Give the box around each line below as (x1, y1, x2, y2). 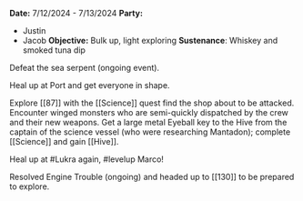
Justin (22, 25, 46, 35)
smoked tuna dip (22, 45, 86, 55)
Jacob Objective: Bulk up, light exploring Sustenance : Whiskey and (22, 35, 278, 45)
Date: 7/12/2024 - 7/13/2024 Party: (9, 8, 144, 18)
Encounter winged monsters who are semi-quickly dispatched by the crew (9, 107, 289, 117)
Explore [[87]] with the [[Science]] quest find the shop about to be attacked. (9, 97, 295, 108)
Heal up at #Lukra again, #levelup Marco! (9, 154, 164, 165)
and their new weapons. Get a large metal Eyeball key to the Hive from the (9, 117, 288, 127)
